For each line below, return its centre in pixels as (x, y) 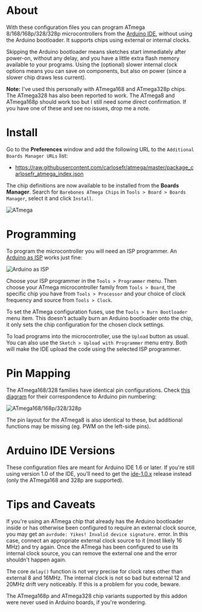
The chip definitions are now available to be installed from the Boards (93, 185)
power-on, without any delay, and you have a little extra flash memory (93, 58)
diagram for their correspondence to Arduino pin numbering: (81, 396)
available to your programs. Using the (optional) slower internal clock (92, 65)
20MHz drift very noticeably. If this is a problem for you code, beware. (93, 584)
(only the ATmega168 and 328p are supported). (65, 480)
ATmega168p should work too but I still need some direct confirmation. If (96, 102)
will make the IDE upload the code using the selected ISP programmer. (93, 349)
